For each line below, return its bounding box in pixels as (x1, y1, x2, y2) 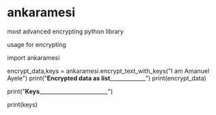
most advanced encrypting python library (7, 27, 124, 35)
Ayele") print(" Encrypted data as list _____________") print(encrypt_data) (7, 73, 206, 82)
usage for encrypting (7, 40, 66, 48)
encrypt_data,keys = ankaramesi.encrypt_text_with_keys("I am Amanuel (7, 67, 210, 75)
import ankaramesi (7, 53, 60, 62)
